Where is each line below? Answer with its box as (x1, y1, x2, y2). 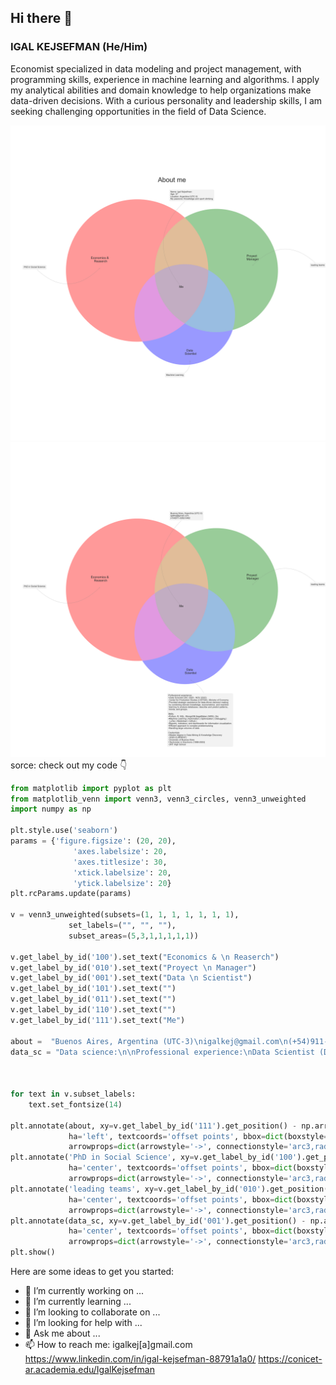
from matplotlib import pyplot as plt (10, 783, 172, 793)
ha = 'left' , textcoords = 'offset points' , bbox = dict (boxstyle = (68, 1131, 329, 1141)
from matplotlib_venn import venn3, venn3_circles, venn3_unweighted (10, 794, 307, 804)
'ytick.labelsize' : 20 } (73, 878, 172, 888)
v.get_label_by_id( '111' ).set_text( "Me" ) (10, 1015, 186, 1025)
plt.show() (10, 1247, 56, 1258)
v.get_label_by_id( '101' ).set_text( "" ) (10, 984, 177, 994)
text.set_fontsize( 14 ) (28, 1099, 123, 1110)
